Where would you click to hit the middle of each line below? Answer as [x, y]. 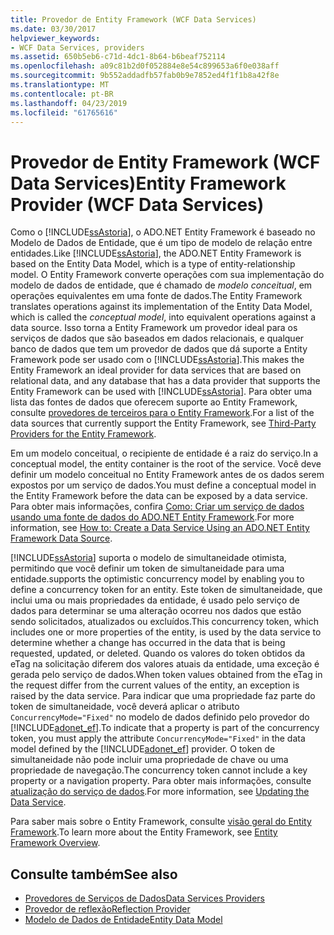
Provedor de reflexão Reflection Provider [107, 909]
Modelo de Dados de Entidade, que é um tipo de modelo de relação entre [161, 243]
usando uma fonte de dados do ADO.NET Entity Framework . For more [152, 517]
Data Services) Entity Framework [148, 183]
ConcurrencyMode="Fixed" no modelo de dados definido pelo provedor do [160, 717]
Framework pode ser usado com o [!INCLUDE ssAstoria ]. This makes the [157, 360]
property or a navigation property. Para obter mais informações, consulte [161, 781]
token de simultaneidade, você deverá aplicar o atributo [125, 707]
